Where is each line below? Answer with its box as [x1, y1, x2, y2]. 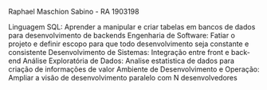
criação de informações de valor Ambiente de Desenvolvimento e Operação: [8, 65, 260, 74]
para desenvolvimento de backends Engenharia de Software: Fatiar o [8, 31, 235, 40]
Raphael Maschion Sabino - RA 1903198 [8, 7, 139, 16]
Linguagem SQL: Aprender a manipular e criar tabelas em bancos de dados [8, 22, 256, 31]
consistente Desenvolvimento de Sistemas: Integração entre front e [8, 48, 230, 57]
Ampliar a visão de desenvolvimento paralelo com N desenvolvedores [8, 73, 238, 82]
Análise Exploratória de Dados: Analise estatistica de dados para [22, 56, 235, 65]
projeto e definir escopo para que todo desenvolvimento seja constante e [8, 39, 249, 49]
